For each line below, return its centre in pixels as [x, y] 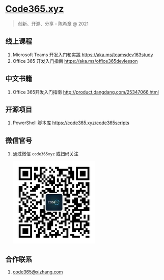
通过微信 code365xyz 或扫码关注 [46, 154]
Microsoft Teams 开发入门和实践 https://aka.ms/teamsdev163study [83, 55]
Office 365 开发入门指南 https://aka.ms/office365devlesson [75, 61]
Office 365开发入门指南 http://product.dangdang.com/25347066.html [86, 92]
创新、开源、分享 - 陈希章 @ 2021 [53, 24]
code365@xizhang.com [38, 272]
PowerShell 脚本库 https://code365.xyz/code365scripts [71, 123]
